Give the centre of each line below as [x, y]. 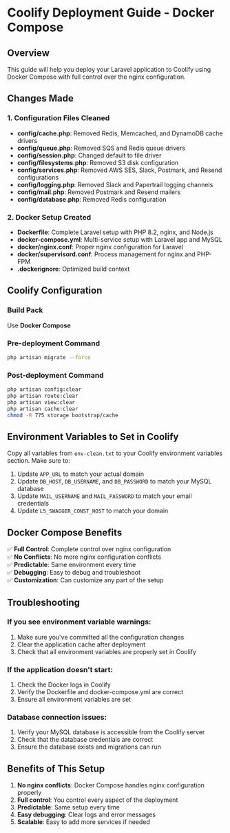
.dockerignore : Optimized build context [73, 269]
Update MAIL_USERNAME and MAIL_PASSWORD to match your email [104, 496]
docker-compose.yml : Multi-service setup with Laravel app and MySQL [119, 239]
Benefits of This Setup [56, 768]
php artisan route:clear [43, 396]
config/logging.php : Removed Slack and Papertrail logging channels [115, 184]
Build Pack [25, 310]
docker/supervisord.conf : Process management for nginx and [106, 254]
